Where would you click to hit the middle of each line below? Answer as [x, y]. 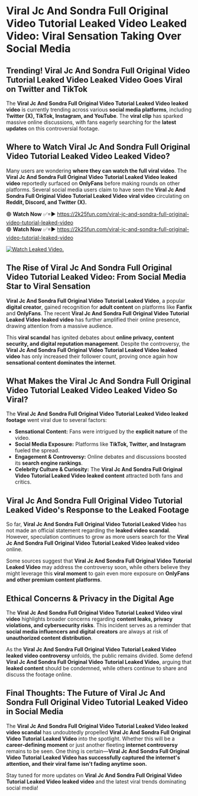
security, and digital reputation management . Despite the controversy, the [98, 343]
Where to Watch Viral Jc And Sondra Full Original [98, 147]
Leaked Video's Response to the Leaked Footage [98, 510]
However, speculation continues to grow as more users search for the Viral [98, 537]
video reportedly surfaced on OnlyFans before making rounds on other [93, 183]
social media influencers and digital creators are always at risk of [87, 632]
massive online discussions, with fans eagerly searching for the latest [91, 122]
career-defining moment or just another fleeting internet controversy [92, 744]
